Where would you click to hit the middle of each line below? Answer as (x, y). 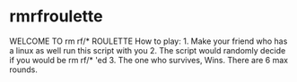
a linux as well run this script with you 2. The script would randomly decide (148, 50)
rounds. (23, 70)
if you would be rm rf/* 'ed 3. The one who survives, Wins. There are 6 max (149, 60)
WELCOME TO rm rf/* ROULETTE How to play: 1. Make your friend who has (148, 41)
